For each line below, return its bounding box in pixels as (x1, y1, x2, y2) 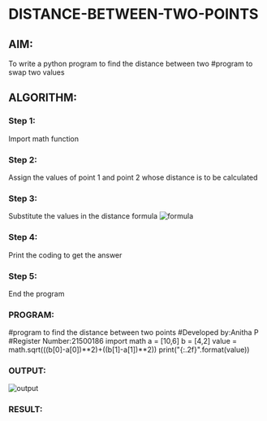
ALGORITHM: (8, 91, 77, 105)
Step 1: (8, 115, 36, 127)
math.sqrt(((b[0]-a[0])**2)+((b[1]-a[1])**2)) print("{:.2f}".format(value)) (8, 345, 250, 354)
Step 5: (8, 270, 38, 281)
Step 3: (8, 193, 38, 204)
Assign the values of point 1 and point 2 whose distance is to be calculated (8, 172, 258, 182)
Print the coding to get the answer (8, 250, 123, 260)
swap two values (8, 67, 65, 77)
